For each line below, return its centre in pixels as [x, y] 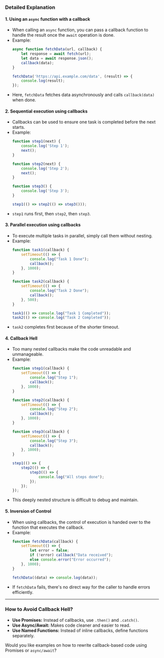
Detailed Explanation [30, 7]
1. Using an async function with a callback [48, 19]
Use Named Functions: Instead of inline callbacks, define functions [80, 630]
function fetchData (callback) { [45, 541]
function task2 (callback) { [41, 282]
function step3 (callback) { [41, 432]
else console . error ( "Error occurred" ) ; [71, 560]
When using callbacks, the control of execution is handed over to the [81, 522]
